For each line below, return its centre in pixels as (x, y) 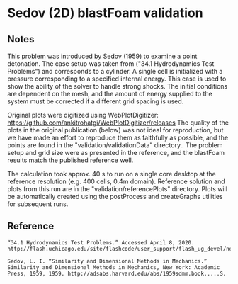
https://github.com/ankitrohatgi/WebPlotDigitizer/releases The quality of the (118, 123)
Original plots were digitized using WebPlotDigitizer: (83, 115)
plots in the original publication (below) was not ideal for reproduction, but (115, 130)
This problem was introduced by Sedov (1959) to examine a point (102, 56)
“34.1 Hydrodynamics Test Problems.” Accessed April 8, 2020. (101, 242)
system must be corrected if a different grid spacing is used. (96, 101)
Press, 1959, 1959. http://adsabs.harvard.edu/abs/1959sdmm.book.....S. (117, 273)
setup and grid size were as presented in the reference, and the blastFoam (116, 153)
